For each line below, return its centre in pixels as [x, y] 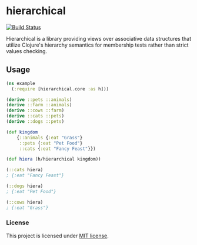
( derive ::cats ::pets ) [35, 116]
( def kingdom [22, 132]
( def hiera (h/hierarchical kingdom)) [54, 159]
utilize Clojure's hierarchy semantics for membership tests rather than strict [98, 45]
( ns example [21, 83]
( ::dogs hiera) [25, 186]
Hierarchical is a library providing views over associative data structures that [99, 38]
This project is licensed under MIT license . [57, 236]
